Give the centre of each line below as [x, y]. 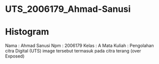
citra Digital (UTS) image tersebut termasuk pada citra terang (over [73, 51]
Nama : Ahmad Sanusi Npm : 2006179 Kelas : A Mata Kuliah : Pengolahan [79, 46]
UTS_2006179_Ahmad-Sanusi [68, 9]
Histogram [27, 32]
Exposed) [15, 56]
